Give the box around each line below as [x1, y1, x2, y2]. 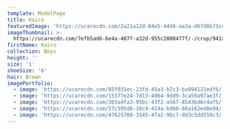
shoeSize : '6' [7, 67, 48, 74]
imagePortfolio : [7, 80, 53, 87]
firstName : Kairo [7, 42, 57, 48]
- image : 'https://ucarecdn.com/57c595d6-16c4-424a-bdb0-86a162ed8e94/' [13, 105, 225, 112]
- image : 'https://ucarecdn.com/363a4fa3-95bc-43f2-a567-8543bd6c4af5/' [13, 99, 225, 106]
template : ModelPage [7, 10, 66, 17]
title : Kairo [7, 16, 44, 23]
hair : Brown [7, 73, 41, 81]
